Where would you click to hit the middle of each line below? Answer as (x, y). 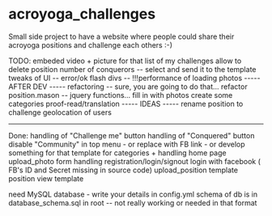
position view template (46, 178)
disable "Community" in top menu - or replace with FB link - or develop (127, 144)
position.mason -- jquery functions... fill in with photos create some (121, 95)
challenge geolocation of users (60, 112)
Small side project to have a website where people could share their (121, 36)
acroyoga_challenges (82, 14)
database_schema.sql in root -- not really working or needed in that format (133, 202)
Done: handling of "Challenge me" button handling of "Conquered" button (132, 135)
